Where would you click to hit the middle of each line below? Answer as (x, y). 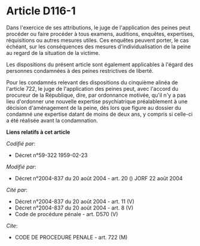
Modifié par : (21, 167)
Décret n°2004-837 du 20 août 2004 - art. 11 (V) (75, 201)
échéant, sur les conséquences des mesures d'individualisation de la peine (99, 47)
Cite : (12, 226)
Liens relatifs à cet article (38, 132)
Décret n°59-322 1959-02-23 (51, 155)
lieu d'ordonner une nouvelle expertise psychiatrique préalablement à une (97, 101)
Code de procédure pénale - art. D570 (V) (66, 214)
